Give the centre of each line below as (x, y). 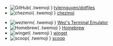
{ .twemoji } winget (48, 33)
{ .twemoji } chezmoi (53, 13)
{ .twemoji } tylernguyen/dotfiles (62, 8)
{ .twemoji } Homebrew (61, 28)
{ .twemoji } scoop (46, 38)
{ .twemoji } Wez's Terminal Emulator (70, 23)
